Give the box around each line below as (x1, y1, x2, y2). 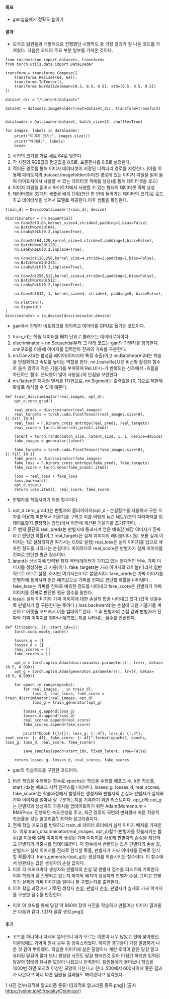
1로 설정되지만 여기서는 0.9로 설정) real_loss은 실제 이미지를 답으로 (26, 539, 158, 545)
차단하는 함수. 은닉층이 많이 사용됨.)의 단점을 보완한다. (12, 372, 119, 378)
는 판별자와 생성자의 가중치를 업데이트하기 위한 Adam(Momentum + (12, 803, 147, 809)
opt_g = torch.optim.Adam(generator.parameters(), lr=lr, (14, 669, 138, 674)
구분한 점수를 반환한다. (18, 892, 63, 898)
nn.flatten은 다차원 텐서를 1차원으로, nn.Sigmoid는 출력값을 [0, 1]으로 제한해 (12, 378, 163, 384)
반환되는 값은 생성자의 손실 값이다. (18, 860, 86, 866)
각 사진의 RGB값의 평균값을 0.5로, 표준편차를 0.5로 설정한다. (12, 159, 131, 165)
